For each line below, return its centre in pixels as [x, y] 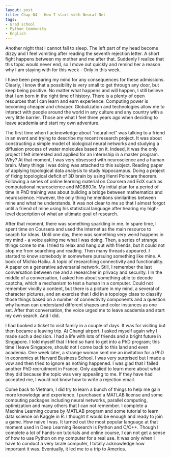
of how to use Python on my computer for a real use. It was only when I [80, 438]
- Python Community [26, 29]
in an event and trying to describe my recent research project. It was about [84, 138]
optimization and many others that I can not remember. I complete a [76, 406]
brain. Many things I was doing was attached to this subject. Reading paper [84, 165]
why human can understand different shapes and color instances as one [81, 305]
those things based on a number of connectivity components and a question [85, 299]
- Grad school [20, 24]
